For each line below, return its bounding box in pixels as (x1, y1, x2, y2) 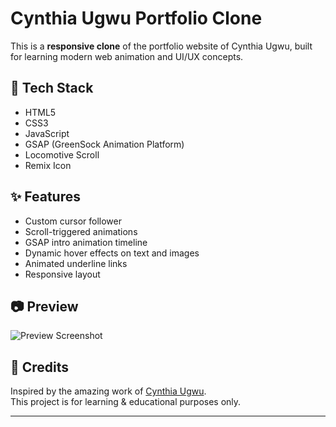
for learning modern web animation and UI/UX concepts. (10, 50, 244, 62)
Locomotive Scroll (24, 148, 100, 161)
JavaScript (24, 127, 70, 139)
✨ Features (10, 188, 81, 206)
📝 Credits (10, 358, 70, 376)
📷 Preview (10, 298, 79, 315)
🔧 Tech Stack (10, 80, 94, 97)
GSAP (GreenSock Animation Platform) (24, 138, 185, 150)
